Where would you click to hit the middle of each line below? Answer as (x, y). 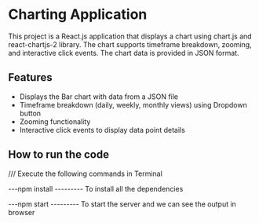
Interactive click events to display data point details (102, 130)
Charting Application (78, 15)
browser (22, 212)
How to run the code (59, 155)
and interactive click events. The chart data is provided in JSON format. (124, 53)
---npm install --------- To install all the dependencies (96, 188)
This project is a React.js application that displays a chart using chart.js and (130, 36)
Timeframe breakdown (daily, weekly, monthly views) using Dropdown (133, 104)
